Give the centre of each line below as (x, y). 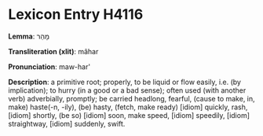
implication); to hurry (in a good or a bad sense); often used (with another (127, 90)
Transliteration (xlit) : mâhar (53, 51)
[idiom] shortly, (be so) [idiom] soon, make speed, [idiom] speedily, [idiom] (129, 115)
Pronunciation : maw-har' (49, 66)
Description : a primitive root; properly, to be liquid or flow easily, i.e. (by (125, 82)
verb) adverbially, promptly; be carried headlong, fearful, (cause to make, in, (131, 98)
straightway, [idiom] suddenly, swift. (67, 123)
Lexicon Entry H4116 (76, 15)
